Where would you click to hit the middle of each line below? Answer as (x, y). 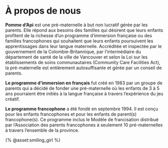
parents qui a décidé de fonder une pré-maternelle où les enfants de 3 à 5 (82, 88)
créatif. (13, 99)
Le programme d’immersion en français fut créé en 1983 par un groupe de (84, 83)
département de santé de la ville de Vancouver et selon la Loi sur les (76, 57)
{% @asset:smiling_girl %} (33, 140)
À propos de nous (43, 11)
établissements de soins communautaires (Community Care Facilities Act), (83, 62)
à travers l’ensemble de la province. (42, 130)
